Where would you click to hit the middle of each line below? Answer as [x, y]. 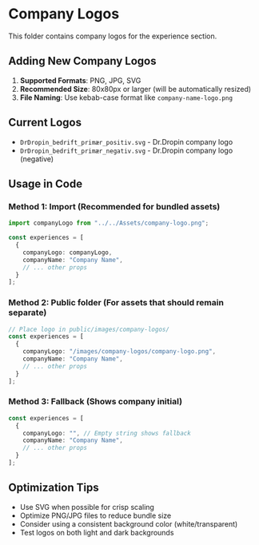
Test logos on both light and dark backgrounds [97, 532]
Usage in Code [45, 183]
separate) [28, 312]
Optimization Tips [54, 488]
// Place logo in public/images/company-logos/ [89, 329]
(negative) [37, 159]
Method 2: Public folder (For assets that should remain [116, 303]
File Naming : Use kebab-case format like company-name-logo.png [126, 97]
